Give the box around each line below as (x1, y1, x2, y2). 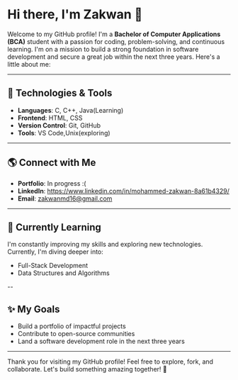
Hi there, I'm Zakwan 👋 (7, 6, 143, 23)
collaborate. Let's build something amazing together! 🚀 (7, 365, 168, 374)
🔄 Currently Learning (7, 221, 101, 233)
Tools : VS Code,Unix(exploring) (17, 128, 111, 137)
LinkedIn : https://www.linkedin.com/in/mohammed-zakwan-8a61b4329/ (17, 186, 230, 195)
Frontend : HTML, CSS (17, 113, 83, 122)
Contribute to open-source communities (17, 330, 135, 338)
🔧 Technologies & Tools (7, 87, 113, 99)
